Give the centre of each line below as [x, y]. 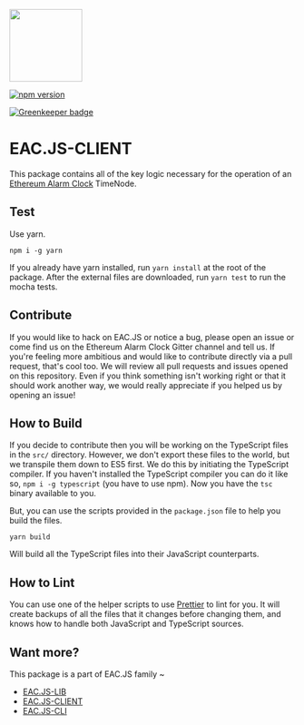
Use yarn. [28, 234]
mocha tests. [34, 287]
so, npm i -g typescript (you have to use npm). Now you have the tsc [141, 484]
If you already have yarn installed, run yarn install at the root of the [137, 267]
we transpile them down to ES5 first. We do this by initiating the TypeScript [149, 465]
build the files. [36, 521]
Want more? [44, 652]
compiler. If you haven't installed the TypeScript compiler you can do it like [149, 474]
